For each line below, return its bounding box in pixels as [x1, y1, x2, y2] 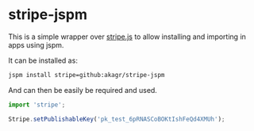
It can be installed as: [8, 56, 78, 65]
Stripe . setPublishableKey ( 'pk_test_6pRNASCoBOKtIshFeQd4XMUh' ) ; [8, 115, 225, 123]
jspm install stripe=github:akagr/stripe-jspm [8, 71, 165, 79]
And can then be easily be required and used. [8, 85, 157, 94]
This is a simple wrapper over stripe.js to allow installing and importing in [8, 32, 246, 41]
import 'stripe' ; [8, 101, 66, 109]
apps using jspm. [8, 40, 64, 49]
